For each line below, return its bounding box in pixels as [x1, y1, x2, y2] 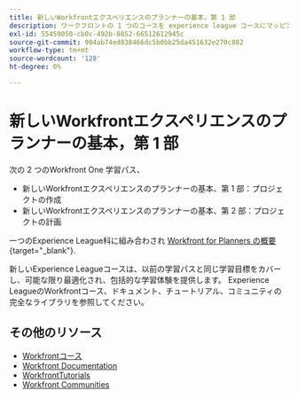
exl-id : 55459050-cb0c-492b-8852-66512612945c [9, 29, 184, 38]
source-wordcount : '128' [9, 54, 101, 63]
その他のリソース [9, 325, 102, 340]
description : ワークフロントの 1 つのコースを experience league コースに [9, 21, 267, 30]
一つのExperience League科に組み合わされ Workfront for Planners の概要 [9, 235, 277, 246]
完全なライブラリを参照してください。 [9, 296, 149, 307]
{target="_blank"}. [9, 245, 76, 255]
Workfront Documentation [21, 360, 118, 371]
